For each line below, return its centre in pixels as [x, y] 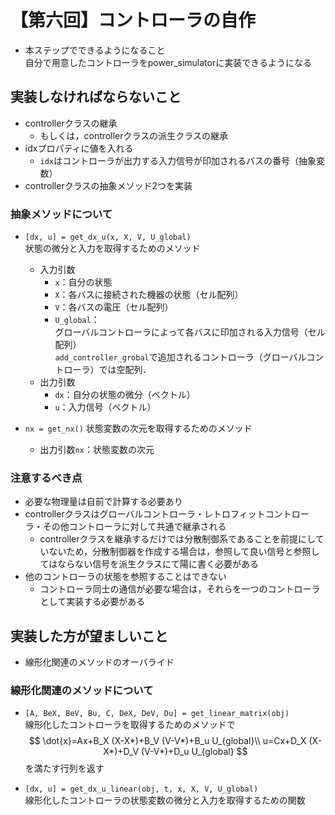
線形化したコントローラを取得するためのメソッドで [130, 725]
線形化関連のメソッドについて [82, 691]
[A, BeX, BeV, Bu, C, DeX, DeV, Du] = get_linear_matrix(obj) [157, 714]
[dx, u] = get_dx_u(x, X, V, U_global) [108, 237]
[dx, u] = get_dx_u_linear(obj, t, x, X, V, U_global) [141, 789]
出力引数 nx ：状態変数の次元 [97, 450]
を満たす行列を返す [64, 768]
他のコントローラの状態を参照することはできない [125, 577]
